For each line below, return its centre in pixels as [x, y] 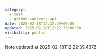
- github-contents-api [33, 19]
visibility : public [25, 33]
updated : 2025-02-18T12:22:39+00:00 [43, 28]
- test [16, 14]
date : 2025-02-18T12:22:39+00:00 [40, 24]
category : [15, 10]
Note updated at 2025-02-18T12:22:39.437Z [51, 47]
